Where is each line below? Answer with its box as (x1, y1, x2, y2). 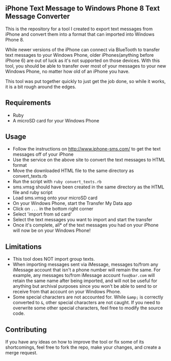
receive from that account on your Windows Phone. (12, 289, 121, 295)
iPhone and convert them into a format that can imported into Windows (5, 31, 155, 37)
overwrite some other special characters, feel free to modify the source (12, 305, 163, 311)
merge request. (5, 350, 38, 356)
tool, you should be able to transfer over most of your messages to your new (5, 62, 166, 69)
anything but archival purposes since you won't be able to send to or (12, 283, 158, 289)
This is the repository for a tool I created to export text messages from (5, 26, 153, 32)
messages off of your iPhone (12, 151, 74, 158)
